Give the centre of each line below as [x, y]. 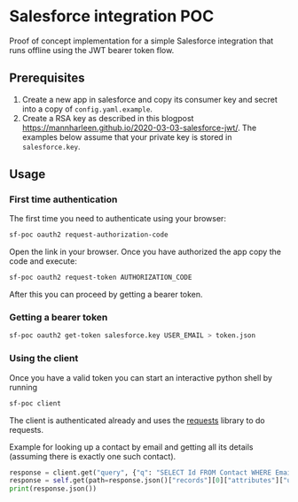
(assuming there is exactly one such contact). [93, 456]
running [24, 387]
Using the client [44, 359]
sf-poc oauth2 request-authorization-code [89, 235]
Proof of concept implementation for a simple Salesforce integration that [141, 41]
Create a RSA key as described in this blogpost [108, 118]
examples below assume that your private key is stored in [127, 137]
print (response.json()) [53, 489]
